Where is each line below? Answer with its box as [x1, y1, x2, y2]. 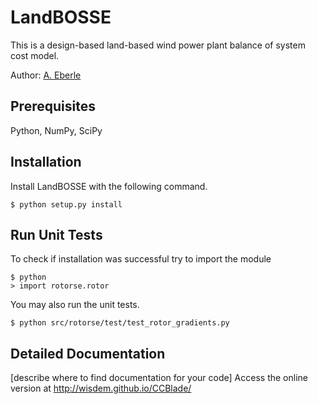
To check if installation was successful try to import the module [10, 253, 272, 265]
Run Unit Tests [10, 226, 103, 243]
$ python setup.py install [10, 199, 123, 210]
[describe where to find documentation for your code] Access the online [10, 372, 308, 384]
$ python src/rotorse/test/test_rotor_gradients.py [10, 318, 230, 328]
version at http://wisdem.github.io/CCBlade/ [10, 382, 192, 395]
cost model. [10, 49, 60, 61]
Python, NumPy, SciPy [10, 124, 103, 136]
